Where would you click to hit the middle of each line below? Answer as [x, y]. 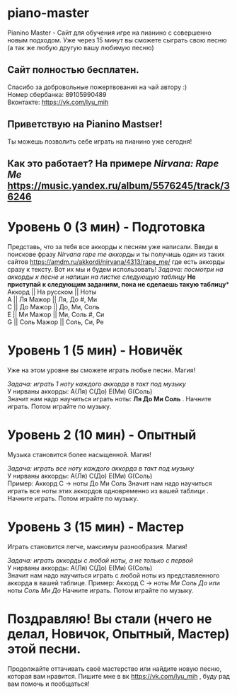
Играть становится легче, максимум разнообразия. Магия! [97, 546]
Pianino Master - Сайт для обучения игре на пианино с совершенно [110, 33]
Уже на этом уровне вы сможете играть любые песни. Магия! [102, 370]
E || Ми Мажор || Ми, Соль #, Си [56, 314]
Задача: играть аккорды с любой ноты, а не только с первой [100, 560]
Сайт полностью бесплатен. [73, 70]
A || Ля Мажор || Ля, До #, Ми [52, 299]
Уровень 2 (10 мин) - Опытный [102, 435]
